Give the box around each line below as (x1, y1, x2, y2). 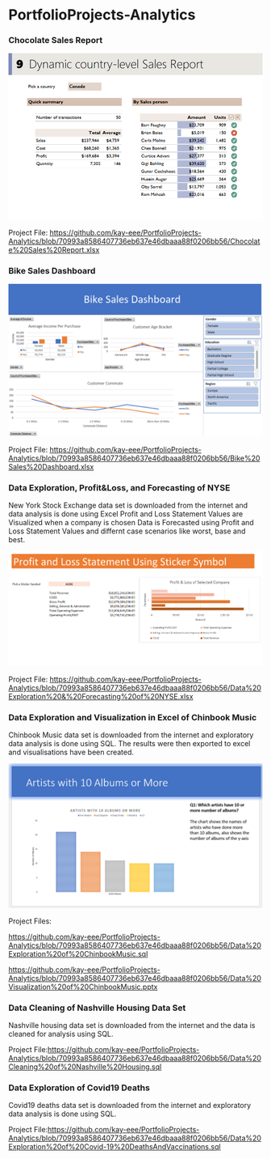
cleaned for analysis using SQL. (8, 1030, 114, 1039)
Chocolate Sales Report (8, 35, 103, 46)
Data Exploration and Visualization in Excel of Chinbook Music (8, 712, 257, 724)
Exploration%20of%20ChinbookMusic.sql (8, 949, 148, 958)
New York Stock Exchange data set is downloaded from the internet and (8, 500, 248, 510)
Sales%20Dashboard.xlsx (8, 461, 94, 471)
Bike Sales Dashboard (8, 265, 96, 277)
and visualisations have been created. (8, 747, 135, 758)
